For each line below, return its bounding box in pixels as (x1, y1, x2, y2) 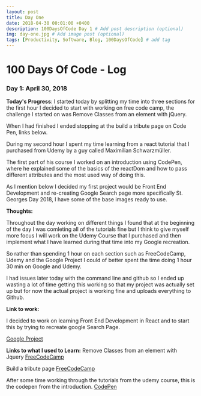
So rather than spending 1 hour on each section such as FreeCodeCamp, (6, 250, 186, 257)
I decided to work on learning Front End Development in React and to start (6, 317, 190, 324)
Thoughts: (6, 207, 33, 215)
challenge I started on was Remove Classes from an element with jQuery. (6, 111, 187, 118)
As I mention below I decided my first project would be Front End (6, 183, 167, 190)
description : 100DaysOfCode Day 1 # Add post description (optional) (6, 25, 184, 32)
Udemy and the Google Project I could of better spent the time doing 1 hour (6, 257, 192, 264)
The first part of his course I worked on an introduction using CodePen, (6, 159, 182, 166)
